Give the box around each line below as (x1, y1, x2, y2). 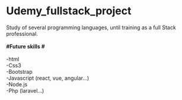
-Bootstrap (6, 68, 33, 75)
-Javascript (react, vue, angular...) (6, 74, 90, 82)
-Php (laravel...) (6, 87, 44, 94)
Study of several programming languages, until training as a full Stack (6, 24, 176, 31)
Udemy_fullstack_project (6, 4, 132, 18)
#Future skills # (6, 43, 45, 50)
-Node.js (6, 80, 28, 87)
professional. (6, 30, 39, 37)
